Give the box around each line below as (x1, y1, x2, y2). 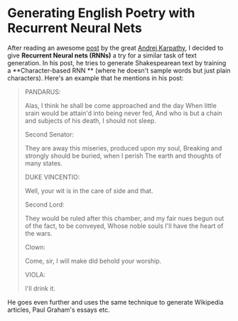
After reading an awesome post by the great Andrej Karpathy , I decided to (7, 43, 224, 52)
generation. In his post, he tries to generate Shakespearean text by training (7, 58, 227, 67)
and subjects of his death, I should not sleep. (24, 116, 156, 125)
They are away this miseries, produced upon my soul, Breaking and (24, 143, 222, 152)
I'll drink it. (24, 284, 55, 293)
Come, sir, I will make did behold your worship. (24, 256, 162, 265)
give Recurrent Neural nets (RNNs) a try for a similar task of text (7, 51, 197, 60)
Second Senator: (24, 130, 75, 138)
